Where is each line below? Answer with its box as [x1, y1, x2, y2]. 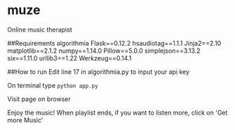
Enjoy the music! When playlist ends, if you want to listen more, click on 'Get [7, 108, 228, 117]
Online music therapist [7, 25, 72, 34]
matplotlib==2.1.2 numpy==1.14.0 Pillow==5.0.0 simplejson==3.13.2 [7, 46, 201, 55]
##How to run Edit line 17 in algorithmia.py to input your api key [7, 67, 190, 76]
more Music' [7, 115, 43, 124]
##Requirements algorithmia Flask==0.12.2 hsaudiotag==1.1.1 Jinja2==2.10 [7, 39, 222, 47]
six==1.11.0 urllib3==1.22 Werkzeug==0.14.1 [7, 53, 132, 62]
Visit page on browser [7, 94, 72, 103]
